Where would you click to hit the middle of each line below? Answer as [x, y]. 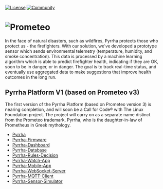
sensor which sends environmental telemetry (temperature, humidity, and [79, 51]
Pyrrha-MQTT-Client [33, 176]
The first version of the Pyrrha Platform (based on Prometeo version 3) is [78, 104]
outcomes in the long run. [31, 77]
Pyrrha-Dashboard [31, 145]
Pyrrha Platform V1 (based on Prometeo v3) [72, 93]
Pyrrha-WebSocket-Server [39, 170]
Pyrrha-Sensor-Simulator [37, 181]
